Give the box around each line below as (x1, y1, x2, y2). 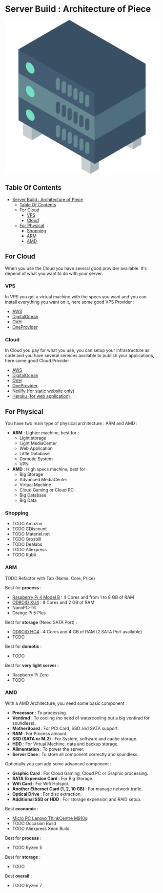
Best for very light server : (5, 662, 59, 668)
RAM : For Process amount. (12, 730, 68, 737)
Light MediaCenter (19, 440, 57, 446)
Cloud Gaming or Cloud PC (19, 487, 74, 492)
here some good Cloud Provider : (5, 358, 72, 364)
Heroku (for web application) (12, 393, 70, 399)
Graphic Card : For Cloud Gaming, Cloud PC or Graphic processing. (12, 770, 148, 776)
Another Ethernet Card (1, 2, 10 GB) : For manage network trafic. (12, 786, 143, 792)
